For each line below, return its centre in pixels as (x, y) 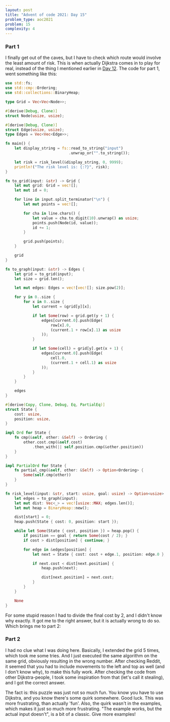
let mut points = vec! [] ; (51, 204)
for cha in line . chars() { (52, 213)
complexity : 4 (20, 29)
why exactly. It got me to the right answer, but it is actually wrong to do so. (83, 620)
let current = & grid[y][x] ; (62, 307)
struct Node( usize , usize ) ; (35, 116)
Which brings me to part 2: (33, 626)
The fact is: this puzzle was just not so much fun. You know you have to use (84, 693)
